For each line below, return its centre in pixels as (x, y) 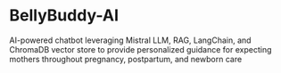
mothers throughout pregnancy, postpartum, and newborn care (126, 59)
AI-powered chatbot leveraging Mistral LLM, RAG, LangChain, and (130, 40)
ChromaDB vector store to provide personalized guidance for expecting (140, 49)
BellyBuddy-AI (64, 16)
